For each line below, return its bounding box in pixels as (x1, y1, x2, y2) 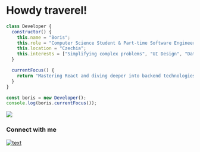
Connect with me (6, 126, 57, 134)
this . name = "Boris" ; (17, 34, 70, 41)
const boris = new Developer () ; (6, 95, 86, 101)
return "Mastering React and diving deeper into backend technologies (17, 73, 196, 79)
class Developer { (6, 23, 52, 29)
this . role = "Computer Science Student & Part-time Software (17, 40, 171, 46)
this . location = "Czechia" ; (17, 45, 86, 51)
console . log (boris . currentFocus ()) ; (6, 100, 97, 106)
